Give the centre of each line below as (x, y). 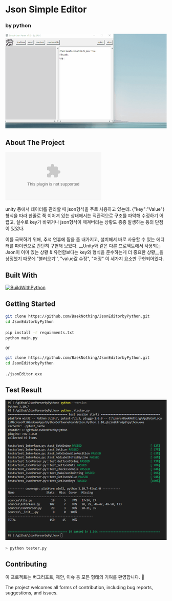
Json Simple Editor (46, 10)
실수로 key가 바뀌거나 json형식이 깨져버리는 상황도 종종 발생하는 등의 (85, 222)
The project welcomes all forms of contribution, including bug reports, (79, 588)
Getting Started (30, 304)
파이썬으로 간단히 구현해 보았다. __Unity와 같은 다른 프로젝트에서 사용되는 (88, 246)
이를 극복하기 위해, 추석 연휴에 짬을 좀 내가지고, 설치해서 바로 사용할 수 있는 (80, 240)
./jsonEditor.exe (24, 374)
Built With (21, 275)
